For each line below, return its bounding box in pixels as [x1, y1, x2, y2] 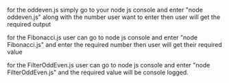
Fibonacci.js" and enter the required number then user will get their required [7, 41, 223, 48]
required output [7, 20, 51, 28]
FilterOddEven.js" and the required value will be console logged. [7, 68, 189, 76]
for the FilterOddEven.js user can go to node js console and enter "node [7, 61, 210, 69]
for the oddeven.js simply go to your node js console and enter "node [7, 6, 204, 14]
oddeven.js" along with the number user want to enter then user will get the [7, 13, 221, 21]
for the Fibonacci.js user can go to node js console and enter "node [7, 33, 197, 41]
